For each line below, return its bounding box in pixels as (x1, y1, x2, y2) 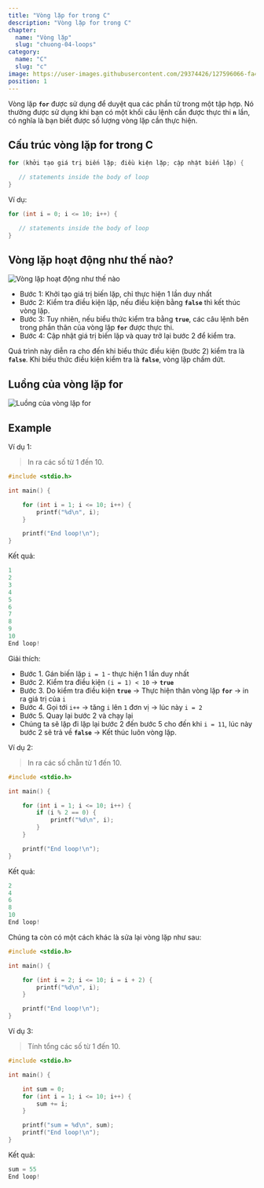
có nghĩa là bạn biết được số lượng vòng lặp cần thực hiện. (8, 116, 198, 125)
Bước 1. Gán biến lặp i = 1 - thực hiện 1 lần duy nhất (19, 669, 190, 679)
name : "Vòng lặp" (15, 33, 72, 42)
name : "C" (15, 56, 47, 64)
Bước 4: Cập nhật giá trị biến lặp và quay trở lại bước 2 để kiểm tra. (19, 331, 236, 340)
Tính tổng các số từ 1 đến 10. (27, 1042, 120, 1050)
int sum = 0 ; (22, 1085, 65, 1093)
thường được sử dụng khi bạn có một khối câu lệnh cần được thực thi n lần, (8, 107, 251, 116)
